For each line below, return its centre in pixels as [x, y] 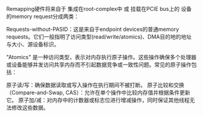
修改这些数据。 [30, 108]
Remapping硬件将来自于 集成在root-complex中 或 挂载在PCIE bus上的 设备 [99, 9]
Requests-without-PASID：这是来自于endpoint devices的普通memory [93, 29]
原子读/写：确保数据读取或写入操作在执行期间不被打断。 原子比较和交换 [95, 85]
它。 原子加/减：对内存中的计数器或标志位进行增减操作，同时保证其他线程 [98, 100]
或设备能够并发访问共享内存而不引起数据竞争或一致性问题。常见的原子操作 [99, 65]
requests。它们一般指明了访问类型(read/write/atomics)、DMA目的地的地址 [99, 37]
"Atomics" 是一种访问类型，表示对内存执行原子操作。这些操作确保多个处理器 [101, 57]
